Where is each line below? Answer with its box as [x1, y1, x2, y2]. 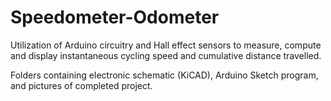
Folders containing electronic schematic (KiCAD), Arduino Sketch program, [10, 69, 319, 81]
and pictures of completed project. [10, 79, 153, 91]
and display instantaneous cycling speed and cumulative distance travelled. [10, 49, 322, 61]
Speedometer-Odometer [10, 6, 220, 29]
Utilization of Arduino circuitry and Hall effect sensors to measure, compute [10, 39, 322, 51]
